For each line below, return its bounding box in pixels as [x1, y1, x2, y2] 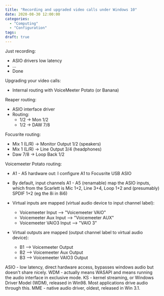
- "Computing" [9, 21, 38, 26]
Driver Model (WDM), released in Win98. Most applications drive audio [5, 280, 148, 286]
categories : [5, 16, 29, 21]
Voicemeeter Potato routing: [5, 161, 62, 167]
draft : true [5, 35, 29, 40]
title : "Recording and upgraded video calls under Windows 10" [5, 7, 137, 12]
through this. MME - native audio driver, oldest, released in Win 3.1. [5, 285, 140, 291]
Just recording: [5, 48, 36, 54]
